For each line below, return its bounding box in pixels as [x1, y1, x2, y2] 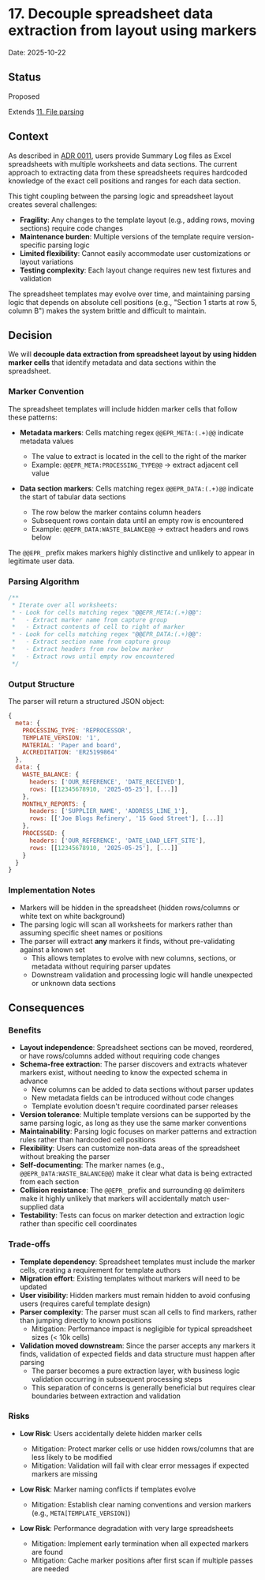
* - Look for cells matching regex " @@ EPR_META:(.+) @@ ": [11, 608, 203, 616]
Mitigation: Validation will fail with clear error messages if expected [31, 1461, 250, 1470]
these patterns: [8, 412, 58, 422]
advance [19, 1076, 49, 1086]
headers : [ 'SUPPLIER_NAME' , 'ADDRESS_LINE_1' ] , [28, 807, 189, 815]
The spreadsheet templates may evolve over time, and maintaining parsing [8, 289, 251, 299]
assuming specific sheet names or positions [19, 927, 163, 937]
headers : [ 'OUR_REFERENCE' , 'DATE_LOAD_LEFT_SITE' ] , [28, 837, 207, 845]
